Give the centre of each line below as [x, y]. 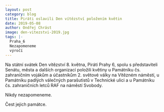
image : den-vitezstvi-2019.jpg [37, 32]
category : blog [21, 14]
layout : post [18, 10]
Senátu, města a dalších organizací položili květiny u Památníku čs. [73, 69]
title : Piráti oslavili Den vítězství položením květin [64, 19]
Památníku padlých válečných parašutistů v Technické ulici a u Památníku [80, 80]
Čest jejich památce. [26, 104]
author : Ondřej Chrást [28, 28]
